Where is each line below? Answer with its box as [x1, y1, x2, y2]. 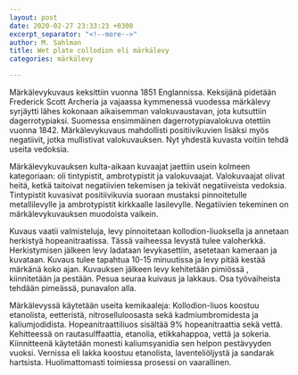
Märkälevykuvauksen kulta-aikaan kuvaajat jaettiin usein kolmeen [9, 162, 251, 171]
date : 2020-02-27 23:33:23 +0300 [9, 21, 134, 30]
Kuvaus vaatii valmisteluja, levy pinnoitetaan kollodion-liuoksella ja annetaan [9, 226, 289, 237]
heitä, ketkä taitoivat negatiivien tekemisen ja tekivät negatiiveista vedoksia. [9, 180, 287, 190]
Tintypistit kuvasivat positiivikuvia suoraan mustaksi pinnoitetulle [9, 189, 248, 200]
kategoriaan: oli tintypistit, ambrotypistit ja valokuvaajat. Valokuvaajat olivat [9, 171, 286, 181]
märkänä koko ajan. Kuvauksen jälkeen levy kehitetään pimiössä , [9, 264, 250, 274]
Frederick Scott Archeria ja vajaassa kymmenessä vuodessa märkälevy [9, 96, 271, 107]
